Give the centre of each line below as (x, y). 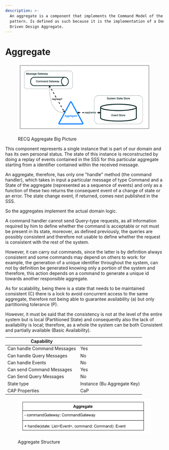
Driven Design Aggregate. (37, 27)
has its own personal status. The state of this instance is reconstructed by (82, 154)
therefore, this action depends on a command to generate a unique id (77, 273)
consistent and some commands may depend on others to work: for (75, 257)
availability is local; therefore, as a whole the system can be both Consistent (84, 325)
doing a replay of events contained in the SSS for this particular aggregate (82, 159)
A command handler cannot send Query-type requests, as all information (81, 220)
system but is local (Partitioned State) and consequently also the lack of (80, 319)
